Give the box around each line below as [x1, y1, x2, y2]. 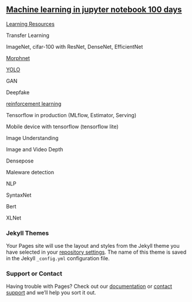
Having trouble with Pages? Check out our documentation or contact [6, 283, 172, 290]
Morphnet [6, 54, 31, 61]
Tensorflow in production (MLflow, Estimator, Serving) [6, 111, 137, 118]
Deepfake [6, 88, 30, 96]
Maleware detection [6, 168, 55, 175]
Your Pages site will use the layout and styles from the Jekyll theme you [6, 243, 180, 250]
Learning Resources [6, 20, 55, 27]
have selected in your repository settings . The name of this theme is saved [6, 248, 187, 255]
